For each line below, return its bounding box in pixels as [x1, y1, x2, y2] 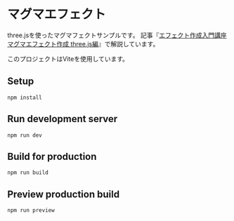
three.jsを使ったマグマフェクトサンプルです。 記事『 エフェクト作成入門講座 [7, 31, 227, 39]
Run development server [7, 113, 118, 125]
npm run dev [7, 131, 42, 139]
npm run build [7, 169, 49, 176]
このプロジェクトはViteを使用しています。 [7, 54, 129, 63]
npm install [7, 94, 42, 101]
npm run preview [7, 207, 55, 214]
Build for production [7, 150, 97, 162]
